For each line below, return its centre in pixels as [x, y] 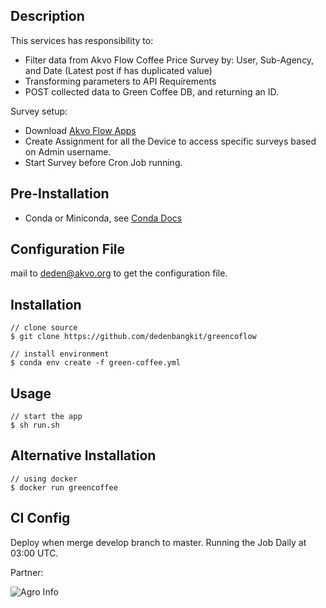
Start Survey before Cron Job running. [103, 162]
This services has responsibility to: [82, 40]
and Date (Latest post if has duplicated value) [118, 70]
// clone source [44, 328]
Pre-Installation [60, 194]
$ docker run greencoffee [64, 487]
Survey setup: [39, 111]
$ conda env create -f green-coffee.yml [96, 363]
